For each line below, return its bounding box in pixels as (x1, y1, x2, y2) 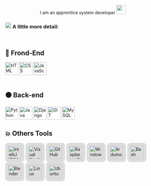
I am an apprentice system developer (40, 10, 115, 15)
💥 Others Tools (5, 129, 53, 138)
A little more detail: (12, 23, 59, 30)
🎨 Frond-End (5, 48, 44, 57)
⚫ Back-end (5, 91, 44, 99)
